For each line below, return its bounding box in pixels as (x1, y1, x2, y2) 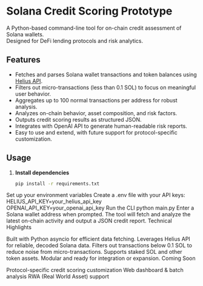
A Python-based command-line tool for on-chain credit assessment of (6, 24, 182, 32)
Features (6, 55, 41, 65)
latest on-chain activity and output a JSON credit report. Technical (6, 217, 172, 225)
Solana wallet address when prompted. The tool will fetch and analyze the (6, 211, 191, 218)
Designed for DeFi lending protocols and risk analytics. (6, 37, 144, 44)
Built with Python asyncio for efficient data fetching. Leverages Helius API (6, 235, 191, 243)
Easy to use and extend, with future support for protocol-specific (15, 128, 178, 136)
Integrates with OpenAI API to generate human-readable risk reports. (15, 122, 188, 130)
